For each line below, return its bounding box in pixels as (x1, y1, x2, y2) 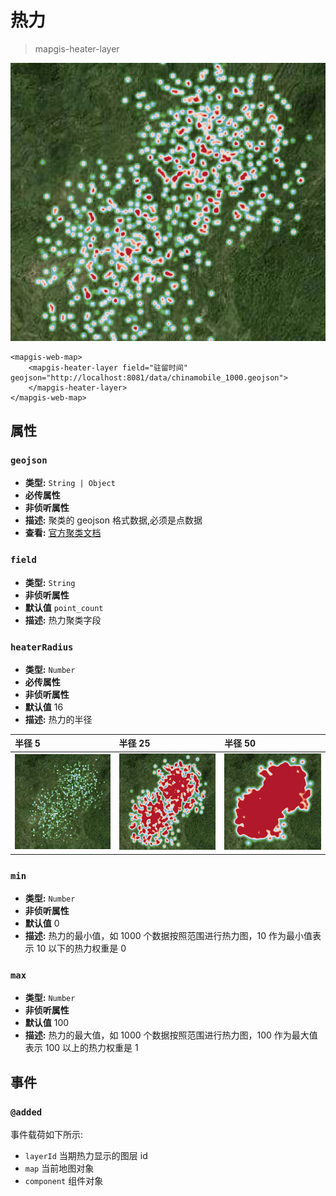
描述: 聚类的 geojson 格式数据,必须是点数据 (24, 514, 203, 526)
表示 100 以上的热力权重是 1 (24, 1042, 139, 1054)
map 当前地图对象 (24, 1162, 95, 1175)
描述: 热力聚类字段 (24, 614, 102, 626)
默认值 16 (24, 701, 64, 713)
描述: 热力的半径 (24, 713, 93, 725)
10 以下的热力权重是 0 (36, 942, 127, 955)
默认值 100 (24, 1017, 70, 1029)
